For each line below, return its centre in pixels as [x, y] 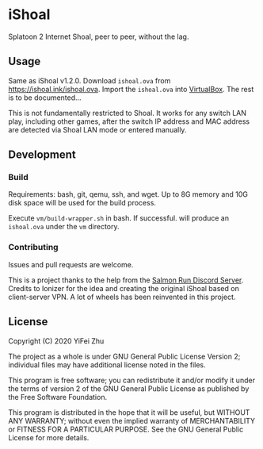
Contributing [33, 248]
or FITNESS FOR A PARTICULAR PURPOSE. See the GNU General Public [126, 429]
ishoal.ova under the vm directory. [64, 227]
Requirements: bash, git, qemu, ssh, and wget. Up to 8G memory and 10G [128, 194]
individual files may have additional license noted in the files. [107, 365]
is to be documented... [45, 98]
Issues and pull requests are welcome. [71, 264]
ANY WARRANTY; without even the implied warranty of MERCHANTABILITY [132, 420]
